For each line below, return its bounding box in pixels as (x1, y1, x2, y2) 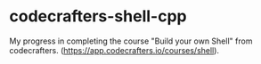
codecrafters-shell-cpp (9, 6, 187, 27)
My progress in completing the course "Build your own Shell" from (9, 36, 253, 46)
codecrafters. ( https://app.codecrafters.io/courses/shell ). (9, 44, 220, 55)
